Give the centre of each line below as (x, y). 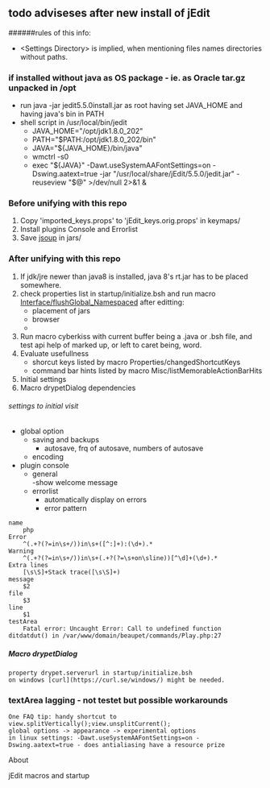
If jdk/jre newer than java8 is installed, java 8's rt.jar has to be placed (134, 276)
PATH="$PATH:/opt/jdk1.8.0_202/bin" (94, 139)
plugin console (45, 465)
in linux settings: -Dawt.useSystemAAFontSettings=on (101, 738)
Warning (21, 551)
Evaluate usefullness (54, 353)
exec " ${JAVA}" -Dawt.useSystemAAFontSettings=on (121, 165)
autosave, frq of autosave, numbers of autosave (124, 448)
